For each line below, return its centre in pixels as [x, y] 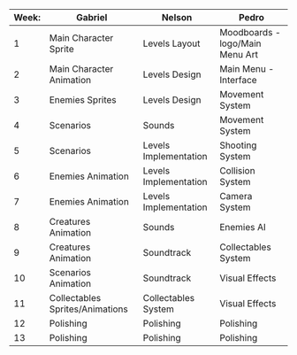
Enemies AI [243, 227]
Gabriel [92, 17]
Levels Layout [171, 43]
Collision [237, 170]
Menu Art [239, 54]
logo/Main [241, 43]
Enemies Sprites [83, 100]
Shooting [238, 145]
